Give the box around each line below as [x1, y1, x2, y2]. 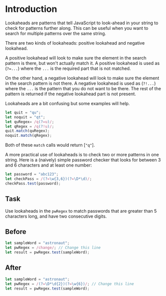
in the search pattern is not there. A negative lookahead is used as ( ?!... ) [5, 80, 156, 86]
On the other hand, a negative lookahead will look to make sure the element [5, 75, 160, 81]
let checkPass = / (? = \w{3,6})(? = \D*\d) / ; [5, 177, 92, 181]
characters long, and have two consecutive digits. [5, 213, 107, 219]
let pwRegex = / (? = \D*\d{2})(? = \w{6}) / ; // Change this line [5, 281, 134, 286]
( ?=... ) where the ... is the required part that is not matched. [5, 65, 131, 71]
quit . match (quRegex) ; [5, 128, 50, 133]
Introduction [5, 3, 57, 15]
